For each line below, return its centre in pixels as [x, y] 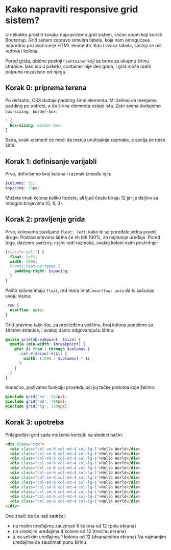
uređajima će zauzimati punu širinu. [50, 542]
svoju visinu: [18, 296]
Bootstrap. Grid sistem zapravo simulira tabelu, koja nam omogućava [78, 40]
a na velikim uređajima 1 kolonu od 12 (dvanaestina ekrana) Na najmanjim [89, 537]
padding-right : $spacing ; [42, 271]
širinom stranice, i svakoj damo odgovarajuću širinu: [60, 330]
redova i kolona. [22, 51]
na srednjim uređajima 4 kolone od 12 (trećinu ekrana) [69, 532]
